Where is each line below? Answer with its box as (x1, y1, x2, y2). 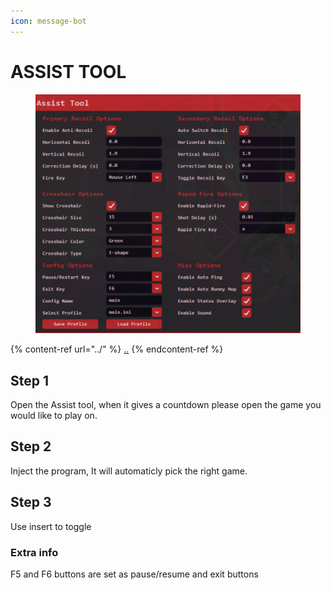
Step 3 (10, 494, 52, 511)
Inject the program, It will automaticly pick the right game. (10, 465, 248, 477)
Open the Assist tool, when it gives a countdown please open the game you (10, 399, 322, 411)
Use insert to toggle (10, 520, 92, 532)
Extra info (10, 545, 59, 559)
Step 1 (10, 372, 50, 389)
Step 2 (10, 438, 52, 455)
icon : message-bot (10, 16, 87, 26)
